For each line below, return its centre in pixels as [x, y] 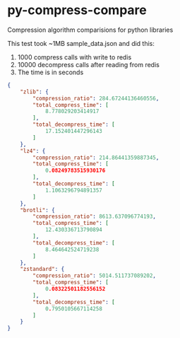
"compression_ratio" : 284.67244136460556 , [96, 98]
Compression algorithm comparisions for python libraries [90, 30]
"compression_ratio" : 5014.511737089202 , [95, 276]
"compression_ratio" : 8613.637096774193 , [95, 217]
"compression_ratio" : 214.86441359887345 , [96, 158]
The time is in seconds [50, 72]
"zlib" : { [35, 92]
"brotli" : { [37, 210]
